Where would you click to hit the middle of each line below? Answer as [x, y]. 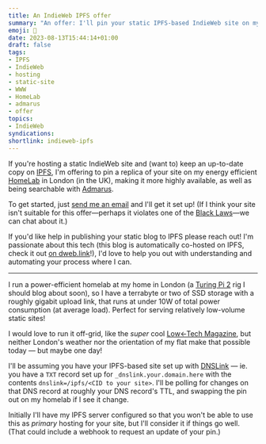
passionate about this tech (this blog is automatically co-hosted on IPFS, [126, 245]
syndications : [32, 133]
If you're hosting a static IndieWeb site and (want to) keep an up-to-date [126, 163]
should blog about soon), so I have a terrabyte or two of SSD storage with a [131, 293]
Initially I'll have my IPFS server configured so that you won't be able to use [131, 415]
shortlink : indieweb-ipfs [51, 141]
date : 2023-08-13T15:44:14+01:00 [63, 38]
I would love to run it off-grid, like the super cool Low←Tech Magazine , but [130, 333]
